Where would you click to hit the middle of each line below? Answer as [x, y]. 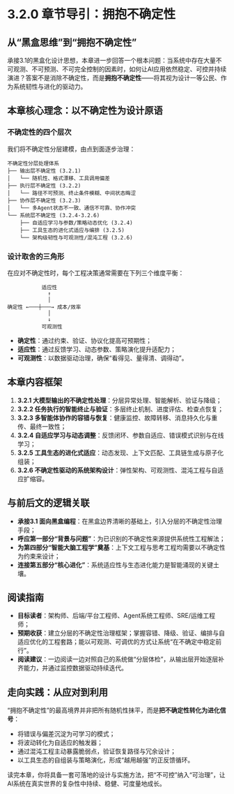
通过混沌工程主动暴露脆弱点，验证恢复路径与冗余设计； [96, 751]
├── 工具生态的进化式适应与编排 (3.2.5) [72, 230]
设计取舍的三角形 [36, 256]
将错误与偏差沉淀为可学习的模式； [66, 734]
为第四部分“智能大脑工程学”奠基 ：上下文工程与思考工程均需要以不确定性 [121, 547]
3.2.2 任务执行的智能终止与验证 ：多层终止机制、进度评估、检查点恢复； [120, 409]
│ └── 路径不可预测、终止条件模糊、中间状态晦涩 [72, 193]
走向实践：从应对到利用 [57, 692]
